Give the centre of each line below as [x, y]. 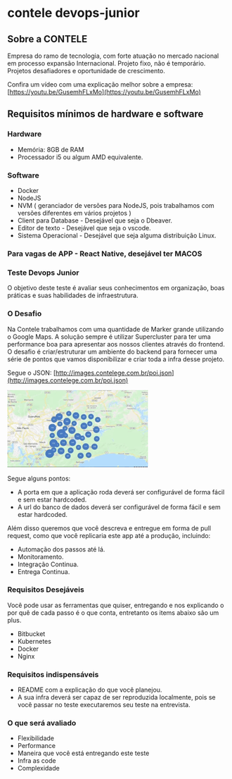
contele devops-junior [73, 13]
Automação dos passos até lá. [61, 549]
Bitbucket [31, 634]
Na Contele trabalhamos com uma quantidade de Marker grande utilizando [116, 329]
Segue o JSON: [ [32, 373]
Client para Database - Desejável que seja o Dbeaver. [95, 220]
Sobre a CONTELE [47, 39]
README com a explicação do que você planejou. [90, 690]
